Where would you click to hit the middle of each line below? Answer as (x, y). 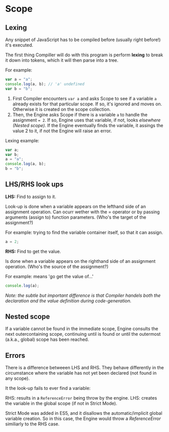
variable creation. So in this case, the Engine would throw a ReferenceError (83, 419)
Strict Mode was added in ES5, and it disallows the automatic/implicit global (84, 413)
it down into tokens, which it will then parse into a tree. (62, 60)
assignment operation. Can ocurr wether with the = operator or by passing (82, 212)
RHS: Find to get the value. (33, 251)
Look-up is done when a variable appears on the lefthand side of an (76, 206)
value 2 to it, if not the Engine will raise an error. (62, 131)
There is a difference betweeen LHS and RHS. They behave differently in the (84, 368)
